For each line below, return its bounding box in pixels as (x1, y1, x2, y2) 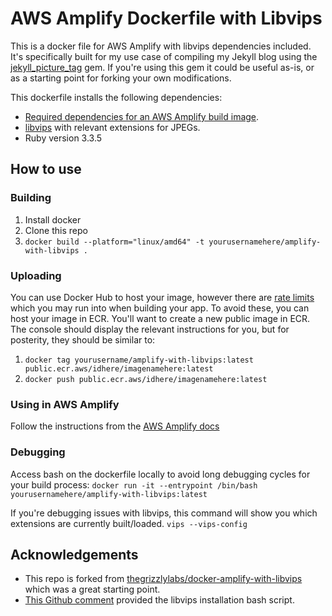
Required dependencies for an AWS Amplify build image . (24, 110, 260, 122)
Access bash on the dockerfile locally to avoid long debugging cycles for (10, 468, 311, 480)
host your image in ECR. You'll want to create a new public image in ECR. (10, 312, 311, 324)
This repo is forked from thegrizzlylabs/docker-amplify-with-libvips (24, 573, 303, 585)
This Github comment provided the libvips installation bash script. (24, 594, 295, 606)
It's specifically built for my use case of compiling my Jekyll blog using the (10, 50, 318, 62)
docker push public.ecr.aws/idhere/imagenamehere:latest (24, 374, 268, 384)
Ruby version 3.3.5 (24, 132, 103, 144)
